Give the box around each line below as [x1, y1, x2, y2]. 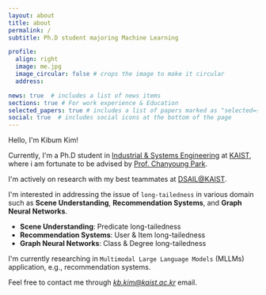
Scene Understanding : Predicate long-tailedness [19, 222, 181, 232]
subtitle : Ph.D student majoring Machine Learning [8, 33, 179, 42]
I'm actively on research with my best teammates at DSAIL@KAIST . [8, 175, 227, 184]
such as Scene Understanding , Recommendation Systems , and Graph [8, 199, 243, 208]
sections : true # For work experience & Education [8, 99, 179, 107]
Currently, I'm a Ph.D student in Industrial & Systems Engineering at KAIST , [8, 151, 252, 161]
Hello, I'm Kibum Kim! [8, 135, 79, 145]
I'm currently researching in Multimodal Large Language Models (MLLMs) [8, 254, 245, 263]
